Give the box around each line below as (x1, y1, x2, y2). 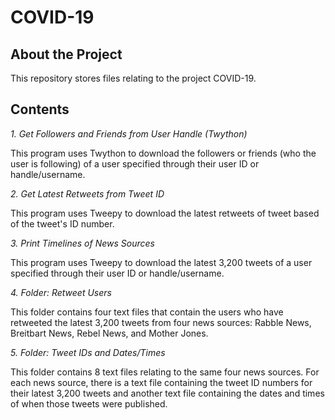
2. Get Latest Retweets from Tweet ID (10, 187, 165, 200)
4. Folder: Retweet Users (10, 286, 112, 298)
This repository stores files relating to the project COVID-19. (10, 72, 257, 84)
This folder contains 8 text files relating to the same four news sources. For (10, 366, 320, 378)
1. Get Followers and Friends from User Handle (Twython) (10, 127, 248, 140)
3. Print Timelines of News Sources (10, 237, 155, 249)
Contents (10, 101, 70, 118)
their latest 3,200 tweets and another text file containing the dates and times (10, 387, 325, 399)
